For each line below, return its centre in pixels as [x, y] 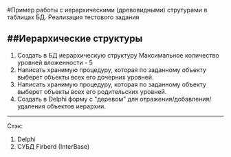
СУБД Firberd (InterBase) [53, 146]
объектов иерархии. [76, 106]
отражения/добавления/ [176, 99]
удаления [31, 106]
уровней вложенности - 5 [55, 62]
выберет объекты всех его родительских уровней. [92, 91]
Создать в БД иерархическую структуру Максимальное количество [118, 55]
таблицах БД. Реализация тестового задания [73, 17]
